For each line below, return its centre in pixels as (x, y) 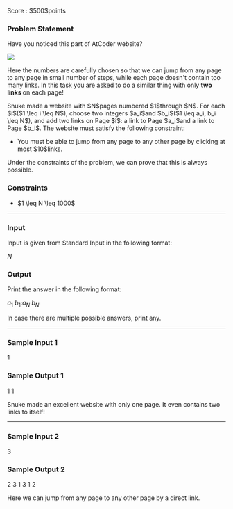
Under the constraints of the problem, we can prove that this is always (107, 163)
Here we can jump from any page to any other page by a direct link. (104, 498)
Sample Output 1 (35, 375)
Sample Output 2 (36, 469)
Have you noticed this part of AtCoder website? (75, 44)
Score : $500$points (36, 11)
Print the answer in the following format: (64, 289)
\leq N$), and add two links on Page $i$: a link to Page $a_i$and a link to (111, 121)
